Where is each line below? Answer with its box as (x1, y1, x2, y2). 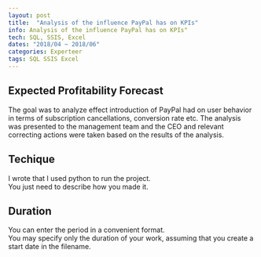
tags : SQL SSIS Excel (8, 56, 79, 63)
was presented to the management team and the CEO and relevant (8, 121, 224, 131)
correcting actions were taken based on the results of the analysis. (8, 130, 224, 139)
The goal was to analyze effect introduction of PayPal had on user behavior (8, 105, 252, 114)
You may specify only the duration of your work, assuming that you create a (8, 233, 254, 243)
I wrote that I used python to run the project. (8, 173, 151, 183)
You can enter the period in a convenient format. (8, 225, 165, 235)
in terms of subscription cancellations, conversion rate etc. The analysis (8, 113, 241, 122)
